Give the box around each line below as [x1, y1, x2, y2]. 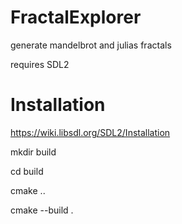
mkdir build [10, 146, 57, 158]
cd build [10, 165, 44, 177]
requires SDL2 [10, 58, 70, 70]
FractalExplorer [10, 6, 142, 29]
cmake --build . [10, 204, 74, 216]
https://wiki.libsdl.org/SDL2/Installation [10, 126, 171, 138]
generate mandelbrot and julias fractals [10, 39, 172, 51]
